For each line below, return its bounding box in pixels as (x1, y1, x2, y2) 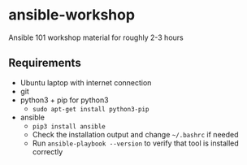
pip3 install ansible (32, 122, 106, 131)
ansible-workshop (8, 6, 136, 24)
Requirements (8, 56, 81, 70)
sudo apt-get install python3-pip (32, 105, 149, 113)
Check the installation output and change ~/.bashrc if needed (32, 129, 239, 139)
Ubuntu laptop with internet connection (19, 77, 152, 87)
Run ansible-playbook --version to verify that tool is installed (32, 138, 240, 148)
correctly (32, 146, 63, 156)
